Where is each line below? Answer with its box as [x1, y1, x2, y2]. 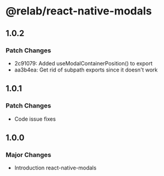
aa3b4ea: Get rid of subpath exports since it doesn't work [14, 66, 158, 73]
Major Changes [5, 150, 52, 159]
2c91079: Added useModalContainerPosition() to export [14, 59, 153, 67]
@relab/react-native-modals [5, 4, 152, 18]
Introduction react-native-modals [14, 164, 97, 172]
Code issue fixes [14, 115, 56, 123]
